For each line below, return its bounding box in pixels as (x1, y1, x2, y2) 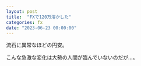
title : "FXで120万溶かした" (6, 14, 72, 20)
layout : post (6, 8, 38, 15)
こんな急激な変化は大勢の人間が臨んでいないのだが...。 (6, 54, 138, 61)
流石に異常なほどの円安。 (6, 41, 68, 48)
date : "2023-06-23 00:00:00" (6, 25, 77, 31)
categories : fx (6, 19, 43, 25)
